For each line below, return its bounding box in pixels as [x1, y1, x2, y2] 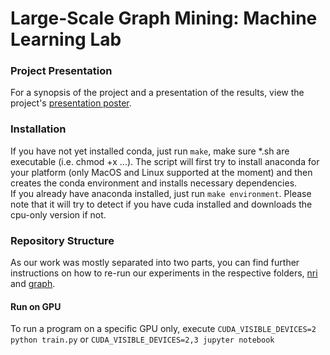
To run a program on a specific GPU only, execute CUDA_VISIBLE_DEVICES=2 [10, 323, 317, 335]
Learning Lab [10, 28, 122, 51]
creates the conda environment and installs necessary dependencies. [10, 177, 298, 189]
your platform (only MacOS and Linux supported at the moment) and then [10, 166, 313, 178]
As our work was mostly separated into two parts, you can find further [10, 257, 300, 269]
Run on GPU [10, 300, 62, 312]
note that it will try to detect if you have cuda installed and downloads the [10, 198, 313, 210]
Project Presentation [10, 64, 113, 78]
